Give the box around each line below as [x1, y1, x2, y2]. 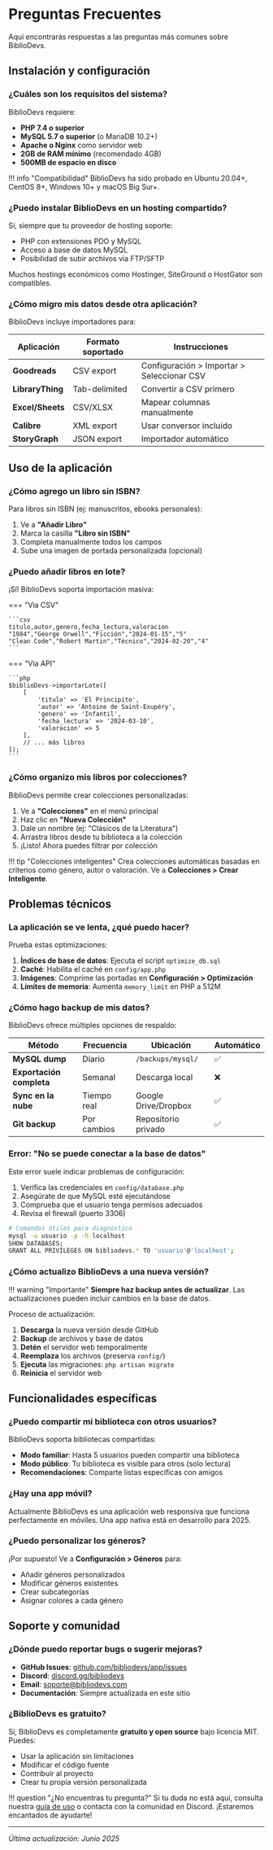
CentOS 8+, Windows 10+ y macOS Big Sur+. [8, 182, 160, 191]
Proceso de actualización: [8, 1309, 95, 1319]
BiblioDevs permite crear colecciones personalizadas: [8, 790, 188, 800]
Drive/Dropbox [135, 1100, 193, 1112]
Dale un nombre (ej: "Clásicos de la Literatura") [19, 823, 179, 833]
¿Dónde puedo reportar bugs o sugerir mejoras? [8, 1643, 203, 1655]
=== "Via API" [8, 658, 55, 668]
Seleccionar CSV [141, 370, 206, 382]
